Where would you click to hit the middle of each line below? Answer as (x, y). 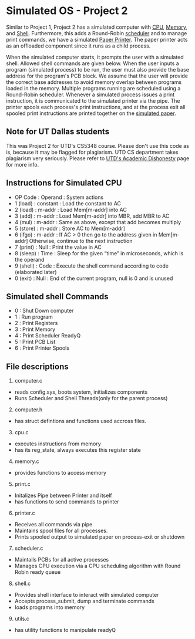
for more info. (23, 164)
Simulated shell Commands (57, 297)
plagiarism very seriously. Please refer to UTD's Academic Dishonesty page (98, 158)
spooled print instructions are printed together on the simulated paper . (91, 113)
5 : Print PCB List (35, 342)
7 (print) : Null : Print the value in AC (58, 247)
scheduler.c (29, 548)
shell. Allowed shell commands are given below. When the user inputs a (93, 63)
